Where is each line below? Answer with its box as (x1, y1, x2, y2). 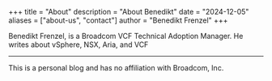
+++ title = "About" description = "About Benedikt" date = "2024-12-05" (8, 7, 249, 16)
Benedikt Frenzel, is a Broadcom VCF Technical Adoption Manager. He (8, 32, 244, 40)
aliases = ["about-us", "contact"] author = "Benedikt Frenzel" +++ (8, 15, 228, 25)
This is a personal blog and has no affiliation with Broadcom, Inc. (8, 63, 224, 72)
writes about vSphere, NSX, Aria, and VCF (8, 40, 149, 49)
